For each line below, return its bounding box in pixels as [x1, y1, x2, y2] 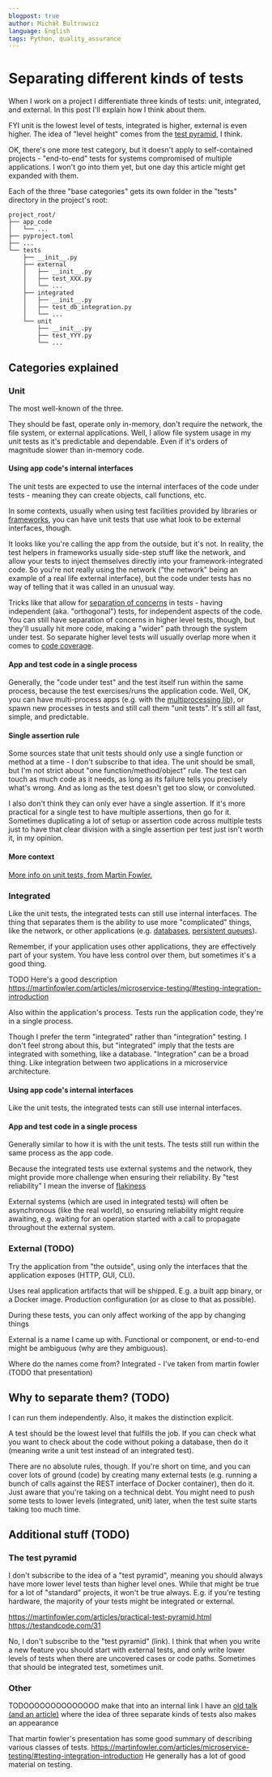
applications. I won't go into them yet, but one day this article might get [8, 162, 245, 172]
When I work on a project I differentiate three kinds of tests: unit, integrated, [8, 97, 261, 106]
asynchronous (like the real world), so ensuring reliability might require [8, 1206, 244, 1216]
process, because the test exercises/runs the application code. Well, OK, [8, 686, 251, 696]
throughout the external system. [8, 1223, 116, 1233]
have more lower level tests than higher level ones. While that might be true [8, 1579, 260, 1589]
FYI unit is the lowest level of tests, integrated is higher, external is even [8, 121, 247, 131]
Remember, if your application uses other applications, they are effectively [8, 941, 257, 951]
